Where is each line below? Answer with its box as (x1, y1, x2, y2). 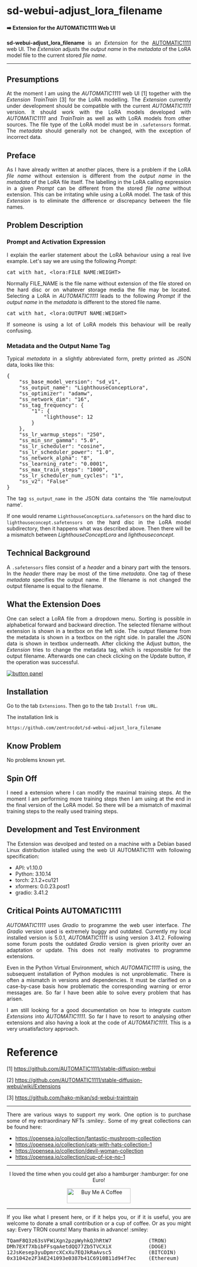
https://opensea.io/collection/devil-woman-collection (15, 1147, 144, 1154)
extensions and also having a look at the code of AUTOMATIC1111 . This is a (6, 1019, 191, 1026)
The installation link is (6, 714, 59, 721)
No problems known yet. (6, 757, 66, 764)
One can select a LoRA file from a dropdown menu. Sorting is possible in (6, 615, 191, 622)
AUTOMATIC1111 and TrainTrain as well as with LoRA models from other (6, 115, 191, 122)
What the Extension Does (6, 600, 101, 609)
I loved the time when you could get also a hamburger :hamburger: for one (9, 1170, 189, 1177)
